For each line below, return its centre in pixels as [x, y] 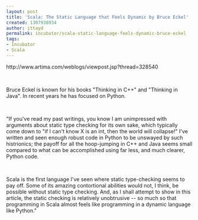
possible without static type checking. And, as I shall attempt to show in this [98, 192]
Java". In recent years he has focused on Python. [66, 96]
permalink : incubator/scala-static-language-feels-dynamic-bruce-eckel [96, 34]
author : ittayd [25, 28]
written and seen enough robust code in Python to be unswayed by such [95, 137]
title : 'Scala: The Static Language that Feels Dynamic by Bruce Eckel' [98, 17]
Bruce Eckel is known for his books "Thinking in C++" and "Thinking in [92, 90]
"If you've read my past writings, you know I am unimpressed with [87, 119]
